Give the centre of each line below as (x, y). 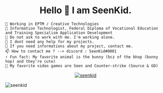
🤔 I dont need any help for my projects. (50, 42)
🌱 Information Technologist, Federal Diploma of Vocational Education (82, 28)
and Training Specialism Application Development (59, 33)
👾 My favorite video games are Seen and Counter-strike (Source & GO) (82, 66)
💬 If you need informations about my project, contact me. (69, 46)
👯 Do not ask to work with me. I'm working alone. (60, 37)
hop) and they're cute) (31, 61)
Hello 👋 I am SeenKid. (86, 10)
